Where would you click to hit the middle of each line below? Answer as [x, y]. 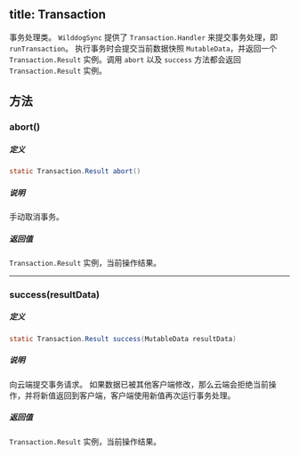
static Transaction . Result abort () [75, 172]
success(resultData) [55, 294]
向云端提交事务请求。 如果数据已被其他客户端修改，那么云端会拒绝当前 [139, 384]
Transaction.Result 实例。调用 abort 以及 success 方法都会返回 [125, 59]
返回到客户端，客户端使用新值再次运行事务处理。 [145, 395]
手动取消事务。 [36, 216]
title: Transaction [58, 15]
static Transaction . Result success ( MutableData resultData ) [123, 339]
